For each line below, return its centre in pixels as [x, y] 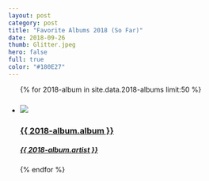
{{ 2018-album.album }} [67, 131]
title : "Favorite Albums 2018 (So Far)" [76, 30]
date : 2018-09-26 [37, 38]
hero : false [28, 52]
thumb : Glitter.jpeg [42, 45]
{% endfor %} [42, 170]
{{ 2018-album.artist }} [59, 149]
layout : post [30, 15]
